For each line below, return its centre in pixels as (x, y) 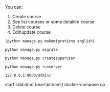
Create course (27, 16)
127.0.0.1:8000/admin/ (28, 75)
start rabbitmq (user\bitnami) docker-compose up (55, 84)
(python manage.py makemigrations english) (50, 41)
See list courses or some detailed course (53, 22)
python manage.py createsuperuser (40, 58)
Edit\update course (31, 32)
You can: (14, 7)
